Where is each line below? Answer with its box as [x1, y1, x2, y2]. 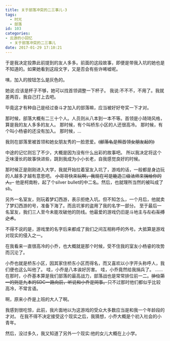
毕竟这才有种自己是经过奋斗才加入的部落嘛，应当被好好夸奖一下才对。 [5, 104, 152, 110]
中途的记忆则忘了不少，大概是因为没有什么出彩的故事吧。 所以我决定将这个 [5, 149, 162, 155]
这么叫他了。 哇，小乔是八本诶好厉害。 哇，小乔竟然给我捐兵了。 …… [18, 266, 163, 272]
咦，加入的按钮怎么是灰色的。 [5, 76, 67, 82]
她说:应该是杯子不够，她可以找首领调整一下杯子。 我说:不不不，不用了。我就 [5, 87, 164, 94]
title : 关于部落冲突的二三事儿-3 [5, 7, 67, 13]
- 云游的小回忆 [5, 36, 33, 41]
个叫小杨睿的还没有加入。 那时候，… [5, 127, 82, 134]
